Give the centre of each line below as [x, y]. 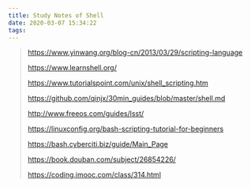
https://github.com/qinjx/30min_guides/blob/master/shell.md [126, 99]
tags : [17, 30]
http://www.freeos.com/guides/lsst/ [86, 114]
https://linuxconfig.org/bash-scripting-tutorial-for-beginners [126, 129]
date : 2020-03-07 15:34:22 [52, 23]
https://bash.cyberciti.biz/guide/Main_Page [97, 144]
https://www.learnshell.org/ [72, 68]
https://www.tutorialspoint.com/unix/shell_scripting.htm [118, 83]
